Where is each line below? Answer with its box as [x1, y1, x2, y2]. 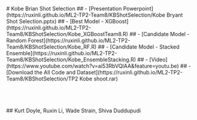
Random [6, 37, 27, 44]
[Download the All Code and [6, 69, 76, 76]
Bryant [166, 11, 183, 19]
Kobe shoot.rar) [79, 75, 119, 82]
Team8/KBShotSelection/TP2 [6, 75, 78, 82]
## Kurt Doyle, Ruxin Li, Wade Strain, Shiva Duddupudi [6, 107, 141, 114]
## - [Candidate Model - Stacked [98, 43, 180, 50]
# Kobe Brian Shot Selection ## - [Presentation [6, 5, 122, 12]
